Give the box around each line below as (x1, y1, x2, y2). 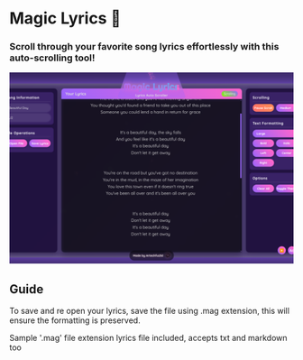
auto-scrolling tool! (9, 51, 96, 64)
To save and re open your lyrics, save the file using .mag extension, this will (9, 305, 290, 316)
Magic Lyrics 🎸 (9, 8, 122, 29)
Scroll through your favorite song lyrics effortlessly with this (9, 41, 280, 53)
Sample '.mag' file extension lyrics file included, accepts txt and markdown (9, 332, 288, 343)
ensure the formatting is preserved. (9, 315, 142, 326)
